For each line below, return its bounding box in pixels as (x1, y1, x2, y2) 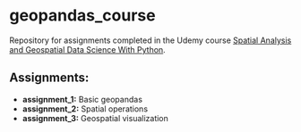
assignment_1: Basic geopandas (21, 94, 143, 104)
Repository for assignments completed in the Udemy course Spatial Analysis (9, 35, 292, 45)
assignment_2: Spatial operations (21, 103, 149, 114)
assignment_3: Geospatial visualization (21, 112, 168, 123)
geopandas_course (9, 5, 156, 26)
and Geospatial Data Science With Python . (9, 44, 166, 54)
